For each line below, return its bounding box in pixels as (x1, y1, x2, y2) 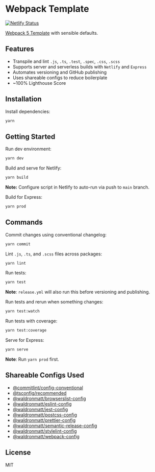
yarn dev (5, 156, 24, 161)
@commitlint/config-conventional (12, 384, 83, 391)
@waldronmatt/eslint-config (12, 400, 72, 407)
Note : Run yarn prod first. (5, 356, 60, 362)
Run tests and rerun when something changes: (5, 299, 104, 305)
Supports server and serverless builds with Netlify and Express (12, 63, 147, 69)
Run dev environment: (5, 146, 52, 152)
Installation (5, 95, 42, 104)
